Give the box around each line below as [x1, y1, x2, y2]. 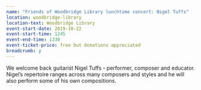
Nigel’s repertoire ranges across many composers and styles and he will [6, 70, 185, 78]
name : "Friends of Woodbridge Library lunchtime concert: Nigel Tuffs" [6, 8, 189, 15]
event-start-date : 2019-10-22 [6, 25, 82, 32]
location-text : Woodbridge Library [6, 20, 95, 26]
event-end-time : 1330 [6, 37, 61, 43]
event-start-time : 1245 [6, 31, 66, 37]
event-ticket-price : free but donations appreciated [6, 43, 141, 49]
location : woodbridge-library [6, 14, 82, 20]
